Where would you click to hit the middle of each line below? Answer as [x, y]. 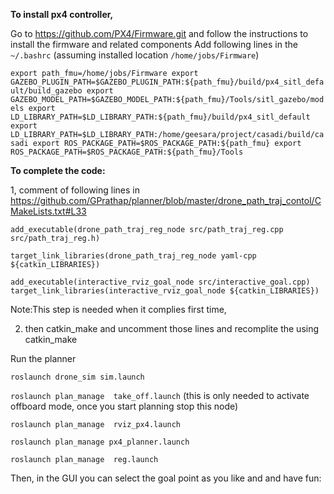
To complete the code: [58, 170]
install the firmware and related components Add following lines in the [154, 44]
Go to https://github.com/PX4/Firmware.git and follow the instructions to [159, 33]
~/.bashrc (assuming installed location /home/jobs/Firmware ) [135, 55]
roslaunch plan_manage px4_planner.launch [100, 442]
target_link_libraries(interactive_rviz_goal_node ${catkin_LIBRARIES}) [165, 291]
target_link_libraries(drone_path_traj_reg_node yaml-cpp [133, 256]
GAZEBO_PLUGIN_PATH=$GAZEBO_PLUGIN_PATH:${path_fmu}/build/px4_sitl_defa [167, 82]
